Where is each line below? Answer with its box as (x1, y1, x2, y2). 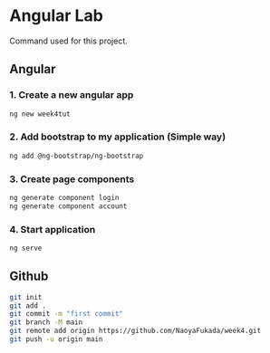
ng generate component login (9, 193, 120, 202)
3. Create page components (9, 173, 135, 186)
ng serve (9, 243, 43, 253)
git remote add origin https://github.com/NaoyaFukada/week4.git (9, 327, 261, 336)
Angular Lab (9, 5, 104, 26)
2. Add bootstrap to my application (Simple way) (9, 130, 227, 143)
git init (9, 292, 43, 301)
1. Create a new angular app (9, 89, 134, 101)
